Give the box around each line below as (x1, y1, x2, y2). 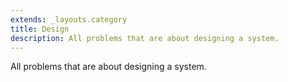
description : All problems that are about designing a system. (10, 33, 280, 43)
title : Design (10, 24, 70, 34)
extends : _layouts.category (10, 14, 128, 25)
